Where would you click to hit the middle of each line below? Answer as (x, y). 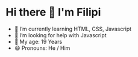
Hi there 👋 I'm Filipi (53, 12)
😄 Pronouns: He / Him (42, 48)
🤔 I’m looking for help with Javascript (60, 35)
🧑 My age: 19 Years (38, 41)
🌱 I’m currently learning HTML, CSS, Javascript (73, 29)
